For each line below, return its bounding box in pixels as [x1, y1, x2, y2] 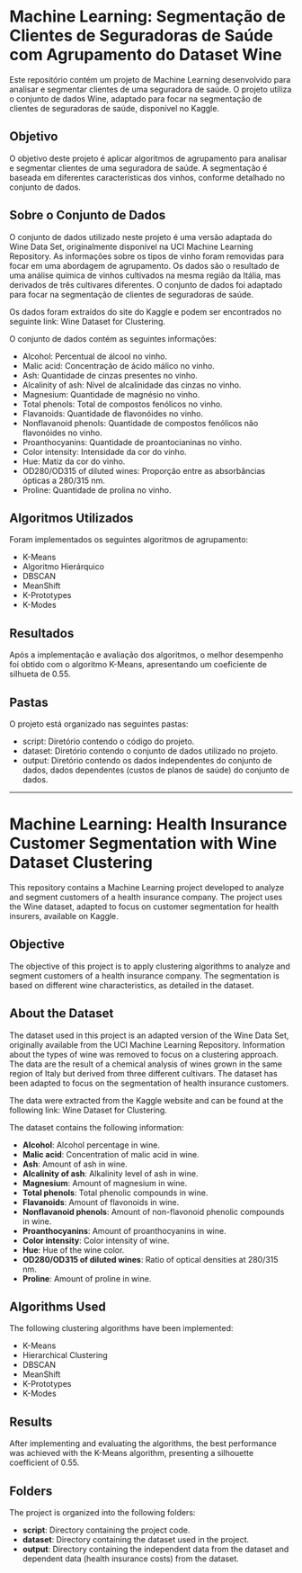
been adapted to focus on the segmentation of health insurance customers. [9, 1077, 289, 1088]
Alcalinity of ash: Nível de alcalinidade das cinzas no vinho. [22, 380, 242, 390]
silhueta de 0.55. [9, 668, 71, 680]
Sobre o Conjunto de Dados [9, 208, 166, 223]
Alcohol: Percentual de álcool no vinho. [22, 351, 168, 362]
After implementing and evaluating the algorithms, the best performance [9, 1438, 277, 1449]
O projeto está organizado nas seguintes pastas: [9, 719, 189, 729]
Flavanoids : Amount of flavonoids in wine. [22, 1196, 180, 1207]
